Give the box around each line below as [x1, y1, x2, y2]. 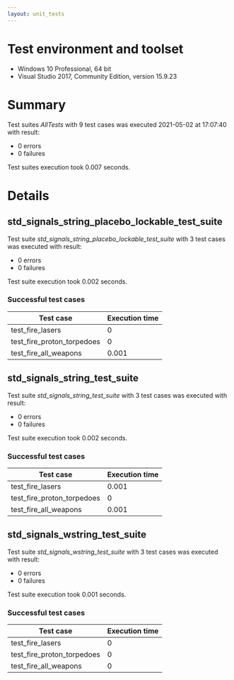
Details [7, 187, 49, 204]
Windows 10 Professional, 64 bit [17, 65, 112, 73]
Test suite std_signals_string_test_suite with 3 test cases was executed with [7, 391, 228, 399]
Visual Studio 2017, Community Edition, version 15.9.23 [17, 72, 177, 80]
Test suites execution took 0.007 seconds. [7, 162, 131, 171]
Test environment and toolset [7, 40, 184, 57]
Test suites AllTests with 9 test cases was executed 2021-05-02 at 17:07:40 [7, 120, 228, 128]
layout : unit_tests [7, 10, 65, 18]
